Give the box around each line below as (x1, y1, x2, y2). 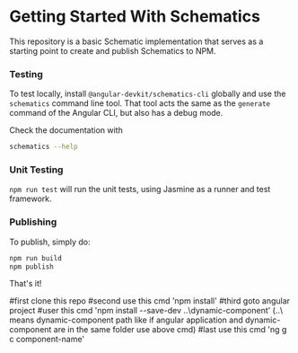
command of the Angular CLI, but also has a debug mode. (9, 108, 223, 119)
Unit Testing (9, 163, 64, 176)
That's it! (9, 278, 42, 289)
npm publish (9, 262, 54, 271)
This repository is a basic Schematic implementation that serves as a (9, 36, 264, 47)
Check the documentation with (9, 125, 123, 136)
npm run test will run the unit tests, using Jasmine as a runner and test (9, 184, 271, 195)
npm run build (9, 253, 63, 262)
